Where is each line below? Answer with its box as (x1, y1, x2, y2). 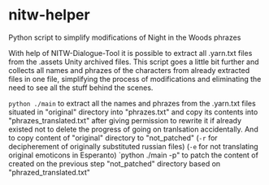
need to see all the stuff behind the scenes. (8, 83, 154, 92)
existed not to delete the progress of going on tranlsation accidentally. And (8, 124, 258, 134)
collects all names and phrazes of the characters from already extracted (8, 65, 250, 75)
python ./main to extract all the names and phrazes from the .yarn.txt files (8, 98, 256, 108)
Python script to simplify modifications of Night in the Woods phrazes (8, 32, 241, 42)
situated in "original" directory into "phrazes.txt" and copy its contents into (8, 107, 258, 117)
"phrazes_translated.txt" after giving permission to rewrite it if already (8, 115, 242, 125)
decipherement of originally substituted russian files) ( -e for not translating (8, 141, 258, 151)
